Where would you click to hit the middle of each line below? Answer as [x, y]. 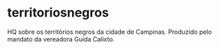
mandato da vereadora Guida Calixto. [61, 39]
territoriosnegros [58, 13]
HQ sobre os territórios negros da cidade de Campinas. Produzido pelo [109, 32]
